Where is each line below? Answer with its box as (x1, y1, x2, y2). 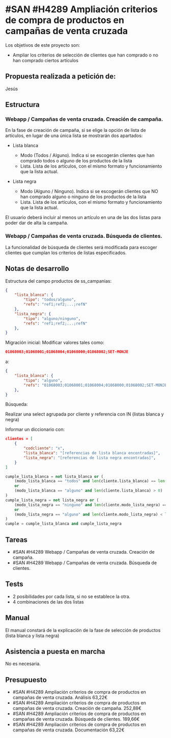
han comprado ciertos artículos (12, 57, 79, 63)
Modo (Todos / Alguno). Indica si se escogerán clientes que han (20, 152, 155, 158)
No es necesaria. (5, 661, 41, 667)
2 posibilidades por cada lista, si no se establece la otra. (12, 593, 131, 599)
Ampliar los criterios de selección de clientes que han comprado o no (12, 52, 159, 58)
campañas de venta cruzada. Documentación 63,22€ (12, 727, 125, 733)
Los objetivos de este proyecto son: (5, 42, 80, 48)
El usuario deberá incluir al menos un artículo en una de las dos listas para (5, 214, 161, 221)
